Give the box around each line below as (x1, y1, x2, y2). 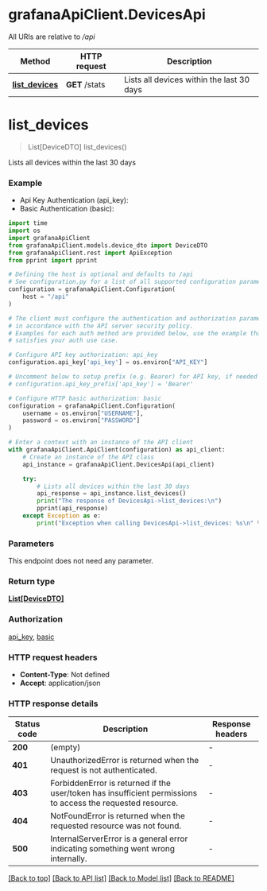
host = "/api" (22, 292, 69, 301)
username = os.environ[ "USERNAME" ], (22, 409, 145, 417)
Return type (8, 576, 56, 587)
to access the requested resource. (50, 797, 179, 808)
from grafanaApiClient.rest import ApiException (8, 249, 172, 257)
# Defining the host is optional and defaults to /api (8, 270, 194, 279)
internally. (50, 853, 87, 864)
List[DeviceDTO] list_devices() (27, 141, 127, 152)
